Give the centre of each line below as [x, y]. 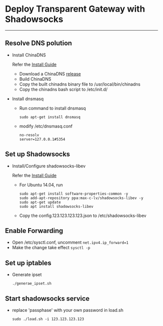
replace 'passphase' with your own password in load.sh [68, 310]
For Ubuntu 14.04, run [41, 185]
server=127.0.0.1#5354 [42, 139]
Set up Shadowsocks [38, 154]
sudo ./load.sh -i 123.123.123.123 [48, 319]
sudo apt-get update [40, 202]
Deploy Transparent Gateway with [75, 9]
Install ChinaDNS [29, 55]
